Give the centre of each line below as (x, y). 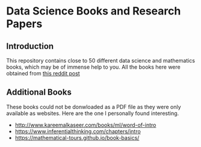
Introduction (30, 46)
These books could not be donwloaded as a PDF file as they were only (94, 107)
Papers (24, 24)
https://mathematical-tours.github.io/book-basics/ (77, 137)
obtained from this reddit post (43, 73)
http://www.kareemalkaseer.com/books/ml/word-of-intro (85, 125)
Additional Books (39, 92)
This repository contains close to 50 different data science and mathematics (101, 61)
